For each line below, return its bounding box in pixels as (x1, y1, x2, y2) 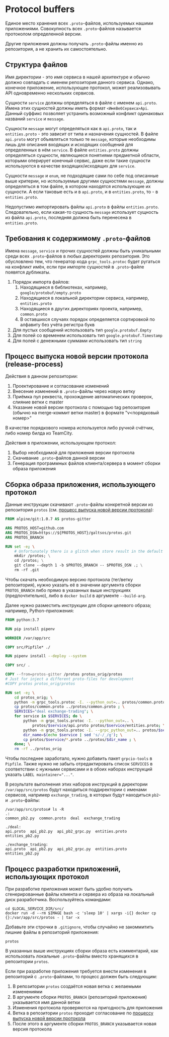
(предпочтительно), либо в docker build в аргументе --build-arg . (5, 592, 146, 598)
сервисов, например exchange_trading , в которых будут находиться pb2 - (5, 792, 161, 798)
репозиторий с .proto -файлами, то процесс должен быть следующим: (5, 974, 157, 979)
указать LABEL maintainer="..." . (5, 771, 74, 777)
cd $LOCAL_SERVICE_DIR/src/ (5, 906, 64, 911)
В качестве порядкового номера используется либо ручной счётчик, (5, 425, 154, 431)
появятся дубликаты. (5, 269, 51, 275)
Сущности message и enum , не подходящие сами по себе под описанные (5, 172, 159, 179)
